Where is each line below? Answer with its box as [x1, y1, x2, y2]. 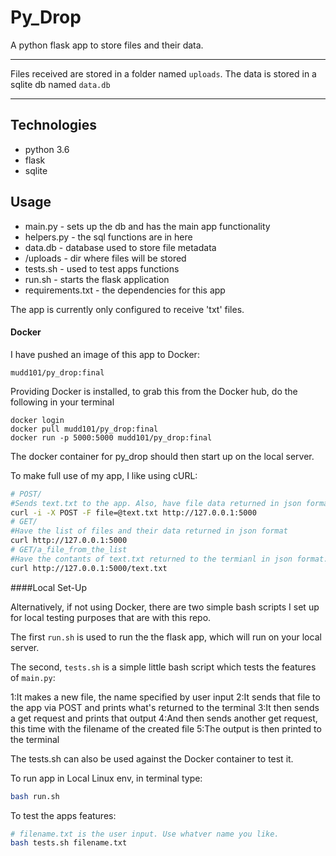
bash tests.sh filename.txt [10, 838, 128, 848]
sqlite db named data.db [10, 78, 111, 90]
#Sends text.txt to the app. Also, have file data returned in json [10, 498, 302, 508]
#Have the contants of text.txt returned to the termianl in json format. [10, 554, 329, 564]
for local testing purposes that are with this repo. [10, 611, 212, 623]
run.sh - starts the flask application [24, 273, 170, 285]
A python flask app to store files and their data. [10, 39, 204, 51]
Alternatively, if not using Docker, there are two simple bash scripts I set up [10, 601, 320, 613]
